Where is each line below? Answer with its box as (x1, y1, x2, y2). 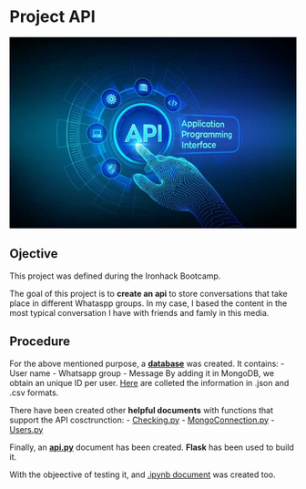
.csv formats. (9, 387, 59, 398)
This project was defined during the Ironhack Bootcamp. (9, 270, 221, 281)
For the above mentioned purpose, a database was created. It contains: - (9, 358, 285, 369)
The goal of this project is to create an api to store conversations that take (9, 288, 289, 299)
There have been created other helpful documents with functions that (9, 404, 274, 415)
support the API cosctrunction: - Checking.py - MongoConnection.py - (9, 414, 275, 425)
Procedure (9, 334, 71, 350)
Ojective (9, 246, 58, 261)
